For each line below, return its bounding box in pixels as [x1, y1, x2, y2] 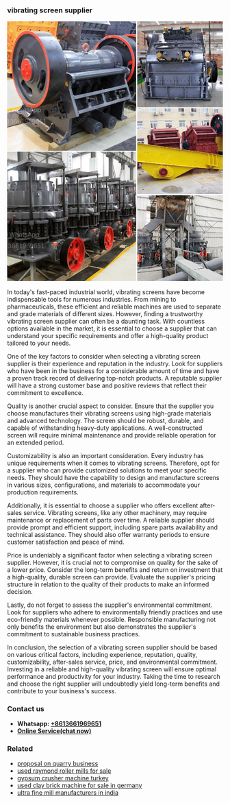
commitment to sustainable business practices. [7, 630, 140, 638]
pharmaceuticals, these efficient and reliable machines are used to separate [7, 302, 221, 311]
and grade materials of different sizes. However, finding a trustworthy [7, 309, 203, 317]
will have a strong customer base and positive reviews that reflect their [7, 381, 207, 389]
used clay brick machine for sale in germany [16, 781, 142, 790]
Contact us [7, 704, 44, 713]
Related [7, 743, 34, 753]
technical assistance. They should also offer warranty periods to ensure [7, 530, 210, 538]
